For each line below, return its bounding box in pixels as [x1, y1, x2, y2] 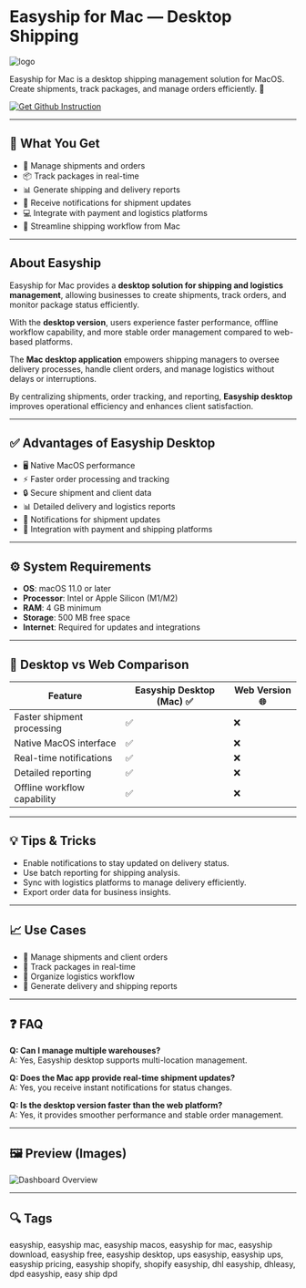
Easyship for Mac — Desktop [9, 6, 232, 27]
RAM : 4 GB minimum [22, 603, 102, 613]
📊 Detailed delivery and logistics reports [22, 501, 176, 512]
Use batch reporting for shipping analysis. [22, 867, 180, 878]
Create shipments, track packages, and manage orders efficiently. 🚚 [9, 83, 265, 94]
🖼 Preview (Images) [9, 1146, 127, 1161]
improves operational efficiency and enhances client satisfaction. [9, 400, 254, 411]
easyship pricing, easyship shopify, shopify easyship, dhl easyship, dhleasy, [9, 1259, 296, 1270]
